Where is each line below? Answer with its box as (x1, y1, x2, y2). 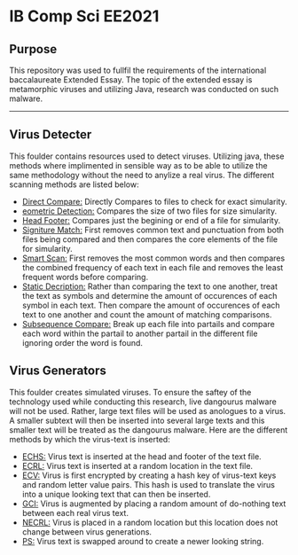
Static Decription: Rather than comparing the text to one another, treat (21, 281, 278, 292)
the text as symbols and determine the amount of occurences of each (21, 290, 278, 301)
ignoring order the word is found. (21, 337, 144, 348)
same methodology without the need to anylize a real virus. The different (9, 169, 275, 180)
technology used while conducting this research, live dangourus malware (9, 396, 277, 407)
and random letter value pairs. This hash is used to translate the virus (21, 479, 275, 489)
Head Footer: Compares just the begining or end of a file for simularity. (21, 215, 281, 225)
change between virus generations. (21, 526, 153, 537)
